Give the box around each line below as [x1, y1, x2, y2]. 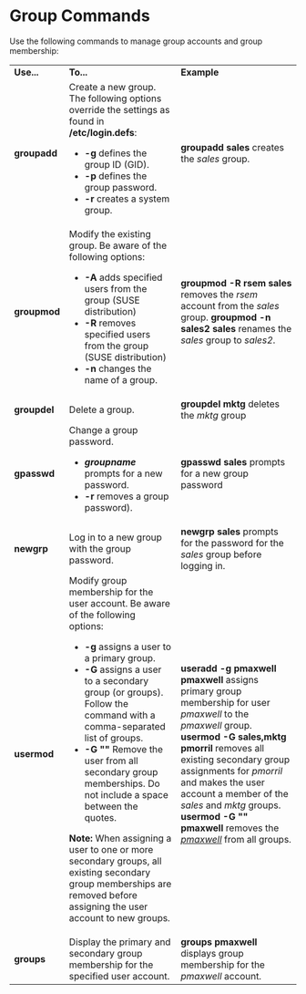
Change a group [68, 423, 138, 436]
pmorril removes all [180, 741, 265, 754]
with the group [68, 542, 132, 554]
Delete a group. [68, 403, 135, 416]
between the [84, 800, 138, 813]
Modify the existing [68, 227, 152, 240]
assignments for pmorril [180, 764, 283, 777]
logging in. [180, 559, 226, 572]
